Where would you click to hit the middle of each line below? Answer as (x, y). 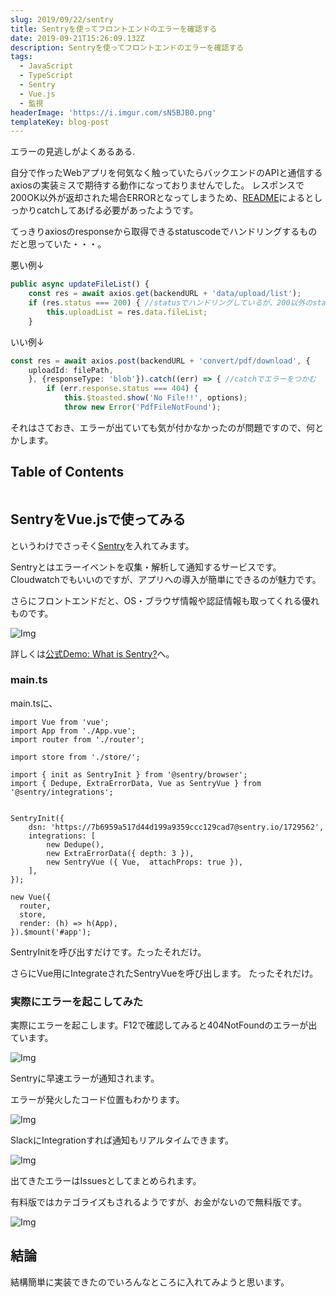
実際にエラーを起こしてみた (77, 1001)
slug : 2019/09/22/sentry (62, 19)
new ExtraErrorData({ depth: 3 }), (120, 853)
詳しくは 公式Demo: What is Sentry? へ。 (92, 653)
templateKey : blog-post (60, 122)
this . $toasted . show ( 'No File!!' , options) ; (155, 398)
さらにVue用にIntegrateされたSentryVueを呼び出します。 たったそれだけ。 (164, 973)
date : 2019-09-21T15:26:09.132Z (77, 38)
